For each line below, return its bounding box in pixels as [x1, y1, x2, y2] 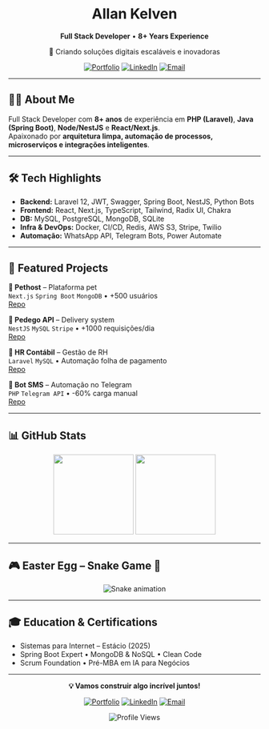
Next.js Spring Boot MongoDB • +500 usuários [8, 291, 159, 301]
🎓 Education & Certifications [8, 615, 158, 629]
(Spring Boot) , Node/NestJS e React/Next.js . [8, 122, 160, 132]
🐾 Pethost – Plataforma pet [8, 282, 98, 292]
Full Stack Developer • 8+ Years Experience [59, 31, 210, 41]
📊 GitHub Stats [8, 429, 86, 443]
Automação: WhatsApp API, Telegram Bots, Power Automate [19, 230, 223, 240]
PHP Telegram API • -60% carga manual [8, 389, 139, 399]
